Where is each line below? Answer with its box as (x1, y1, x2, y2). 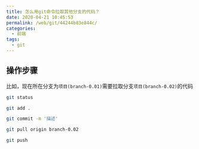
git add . (6, 105, 31, 111)
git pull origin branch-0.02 (6, 126, 79, 133)
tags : (6, 36, 20, 42)
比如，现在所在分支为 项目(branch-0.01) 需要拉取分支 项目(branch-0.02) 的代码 (6, 82, 193, 89)
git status (6, 94, 33, 100)
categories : (6, 25, 36, 32)
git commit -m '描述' (6, 116, 59, 122)
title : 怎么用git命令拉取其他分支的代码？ (6, 8, 100, 15)
